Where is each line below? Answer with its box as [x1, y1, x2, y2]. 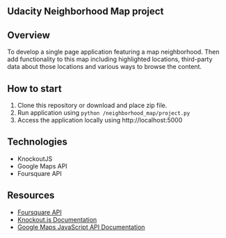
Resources [7, 189, 55, 201]
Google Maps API [17, 161, 67, 170]
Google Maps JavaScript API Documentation [17, 223, 145, 231]
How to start [7, 83, 62, 95]
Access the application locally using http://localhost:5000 [17, 116, 183, 125]
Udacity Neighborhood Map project [7, 6, 164, 17]
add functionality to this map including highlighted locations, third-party [7, 55, 213, 63]
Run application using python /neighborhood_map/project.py [17, 109, 191, 117]
